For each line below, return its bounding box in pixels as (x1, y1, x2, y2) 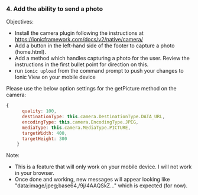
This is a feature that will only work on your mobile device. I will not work (14, 163, 192, 170)
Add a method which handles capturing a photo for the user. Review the (14, 55, 190, 62)
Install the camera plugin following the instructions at (14, 30, 144, 37)
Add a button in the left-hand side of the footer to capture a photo (14, 42, 175, 49)
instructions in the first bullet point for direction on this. (14, 61, 149, 68)
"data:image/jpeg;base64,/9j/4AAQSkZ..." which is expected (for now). (14, 182, 188, 189)
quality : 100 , (21, 108, 57, 114)
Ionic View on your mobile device (14, 73, 96, 81)
